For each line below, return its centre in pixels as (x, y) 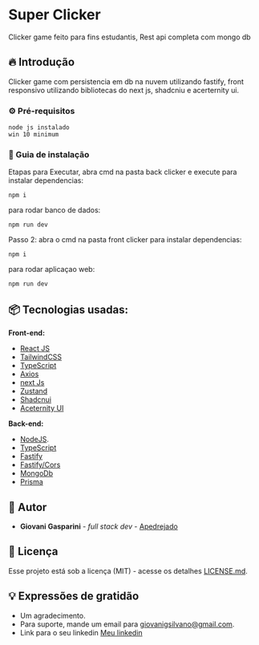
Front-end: (27, 333)
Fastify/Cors (40, 465)
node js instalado (39, 128)
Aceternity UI (42, 408)
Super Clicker (55, 15)
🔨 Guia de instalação (49, 154)
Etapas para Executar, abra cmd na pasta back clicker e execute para (123, 172)
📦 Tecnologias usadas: (68, 309)
